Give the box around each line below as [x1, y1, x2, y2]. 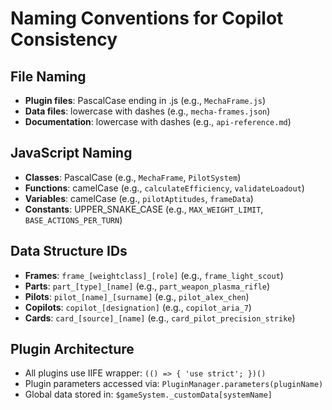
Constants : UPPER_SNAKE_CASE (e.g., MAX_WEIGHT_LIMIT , [24, 203, 264, 215]
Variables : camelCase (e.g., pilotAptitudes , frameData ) [24, 192, 254, 204]
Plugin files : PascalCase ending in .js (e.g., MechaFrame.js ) [24, 95, 267, 106]
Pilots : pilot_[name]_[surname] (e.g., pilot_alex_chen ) [24, 290, 250, 302]
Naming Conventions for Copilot [10, 7, 284, 30]
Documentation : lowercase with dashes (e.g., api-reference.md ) [24, 116, 292, 127]
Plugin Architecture [10, 341, 135, 358]
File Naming [10, 68, 87, 85]
